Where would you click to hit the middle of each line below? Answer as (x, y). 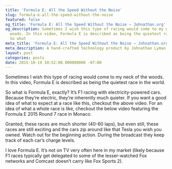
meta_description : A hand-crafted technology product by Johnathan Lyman (86, 48)
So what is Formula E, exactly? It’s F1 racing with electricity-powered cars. (83, 92)
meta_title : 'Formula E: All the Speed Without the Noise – (71, 44)
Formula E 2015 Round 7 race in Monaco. (49, 114)
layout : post (19, 53)
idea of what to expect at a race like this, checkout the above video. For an (84, 103)
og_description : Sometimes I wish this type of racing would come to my (84, 29)
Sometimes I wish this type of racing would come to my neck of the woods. (85, 77)
